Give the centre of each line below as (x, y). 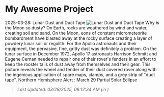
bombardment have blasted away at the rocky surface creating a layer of (79, 38)
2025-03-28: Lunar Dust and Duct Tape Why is (82, 23)
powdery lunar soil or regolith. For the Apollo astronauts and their (71, 43)
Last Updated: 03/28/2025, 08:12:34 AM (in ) (63, 89)
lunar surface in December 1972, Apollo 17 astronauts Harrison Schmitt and (81, 54)
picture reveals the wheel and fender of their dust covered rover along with (81, 69)
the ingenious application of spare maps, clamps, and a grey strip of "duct (80, 74)
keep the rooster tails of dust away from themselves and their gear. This (78, 64)
